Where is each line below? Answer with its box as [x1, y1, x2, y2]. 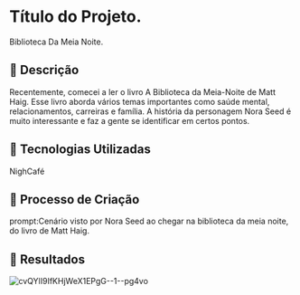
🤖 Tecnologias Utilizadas [9, 142, 151, 157]
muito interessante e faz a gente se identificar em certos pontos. [9, 115, 250, 126]
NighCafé [9, 166, 45, 176]
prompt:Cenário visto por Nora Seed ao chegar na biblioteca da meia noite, [9, 215, 289, 227]
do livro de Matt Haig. [9, 225, 90, 236]
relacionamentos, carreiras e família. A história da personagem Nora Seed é [9, 106, 292, 117]
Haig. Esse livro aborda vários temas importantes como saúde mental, [9, 96, 270, 107]
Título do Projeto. [9, 6, 142, 27]
